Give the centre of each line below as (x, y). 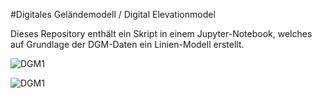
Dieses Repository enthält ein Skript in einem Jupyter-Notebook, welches (161, 33)
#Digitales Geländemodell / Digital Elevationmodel (113, 14)
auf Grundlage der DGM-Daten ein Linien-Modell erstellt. (127, 44)
